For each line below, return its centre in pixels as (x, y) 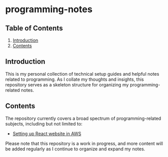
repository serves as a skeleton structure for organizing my (67, 84)
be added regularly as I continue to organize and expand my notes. (75, 149)
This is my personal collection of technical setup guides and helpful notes (82, 74)
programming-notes (49, 9)
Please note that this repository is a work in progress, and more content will (84, 143)
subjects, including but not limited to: (44, 123)
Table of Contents (34, 28)
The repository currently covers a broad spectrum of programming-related (83, 118)
